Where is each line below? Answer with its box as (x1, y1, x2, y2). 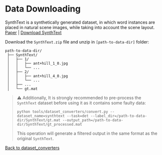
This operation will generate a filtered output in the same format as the (16, 130, 158, 136)
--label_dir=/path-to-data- (90, 113, 147, 118)
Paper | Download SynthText (5, 29, 62, 35)
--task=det (67, 113, 89, 118)
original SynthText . (16, 135, 54, 141)
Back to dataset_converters (5, 145, 59, 151)
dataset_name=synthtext (16, 113, 65, 118)
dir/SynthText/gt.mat (16, 117, 60, 123)
